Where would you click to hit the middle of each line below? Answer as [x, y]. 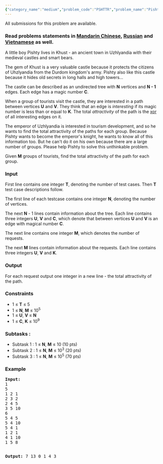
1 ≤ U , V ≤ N [24, 315]
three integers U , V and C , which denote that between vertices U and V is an [81, 219]
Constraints [19, 294]
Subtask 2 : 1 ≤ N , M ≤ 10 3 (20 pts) [47, 350]
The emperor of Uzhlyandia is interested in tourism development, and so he [81, 126]
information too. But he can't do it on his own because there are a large [76, 142]
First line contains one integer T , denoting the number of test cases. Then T [81, 184]
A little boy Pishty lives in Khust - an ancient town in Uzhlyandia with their [78, 52]
